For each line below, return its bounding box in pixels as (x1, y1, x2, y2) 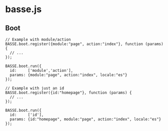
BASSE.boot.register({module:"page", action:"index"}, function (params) (5, 41, 164, 47)
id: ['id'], (10, 112, 44, 117)
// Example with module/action (5, 37, 71, 42)
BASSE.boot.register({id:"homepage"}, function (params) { (5, 90, 132, 95)
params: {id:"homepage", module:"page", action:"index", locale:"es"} (10, 117, 161, 122)
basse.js (5, 4, 42, 15)
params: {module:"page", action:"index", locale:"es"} (10, 72, 128, 77)
